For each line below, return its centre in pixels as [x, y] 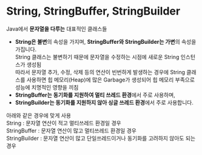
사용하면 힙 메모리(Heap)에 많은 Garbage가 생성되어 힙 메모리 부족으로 [111, 80]
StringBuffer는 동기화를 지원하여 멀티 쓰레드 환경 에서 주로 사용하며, [95, 95]
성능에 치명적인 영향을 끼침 [47, 87]
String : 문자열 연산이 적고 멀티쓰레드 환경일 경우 [64, 123]
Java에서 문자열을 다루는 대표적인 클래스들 [57, 29]
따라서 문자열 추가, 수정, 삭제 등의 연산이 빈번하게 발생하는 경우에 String [100, 72]
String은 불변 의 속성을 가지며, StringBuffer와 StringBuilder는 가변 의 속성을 [106, 41]
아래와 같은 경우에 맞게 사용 [39, 115]
